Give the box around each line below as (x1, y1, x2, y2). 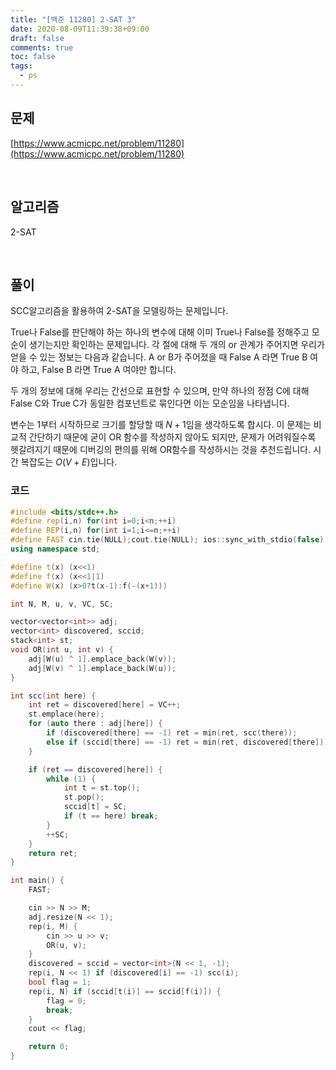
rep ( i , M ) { (28, 921, 78, 931)
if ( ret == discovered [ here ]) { (28, 764, 163, 775)
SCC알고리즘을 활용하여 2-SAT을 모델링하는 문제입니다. (10, 305, 229, 317)
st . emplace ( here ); (28, 709, 105, 720)
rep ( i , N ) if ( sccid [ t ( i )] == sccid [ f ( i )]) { (28, 986, 222, 996)
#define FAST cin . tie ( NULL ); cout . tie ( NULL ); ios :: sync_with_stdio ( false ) (10, 535, 325, 545)
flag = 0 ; (46, 996, 87, 1006)
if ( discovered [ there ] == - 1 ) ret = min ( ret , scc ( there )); (46, 728, 298, 738)
